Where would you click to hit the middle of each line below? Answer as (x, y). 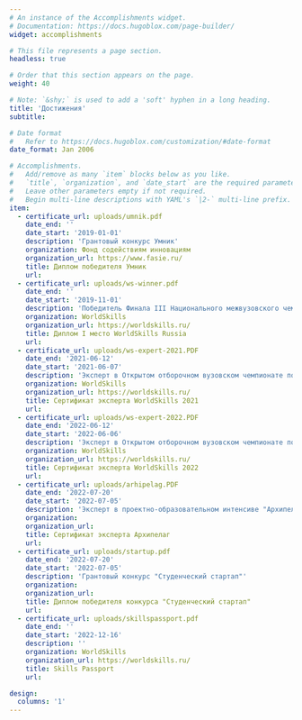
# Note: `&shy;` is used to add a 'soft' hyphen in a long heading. (140, 100)
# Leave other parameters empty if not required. (108, 191)
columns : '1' (42, 702)
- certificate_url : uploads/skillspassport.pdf (108, 618)
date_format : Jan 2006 (52, 150)
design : (24, 693)
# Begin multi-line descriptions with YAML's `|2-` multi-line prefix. (151, 199)
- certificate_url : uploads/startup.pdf (94, 551)
